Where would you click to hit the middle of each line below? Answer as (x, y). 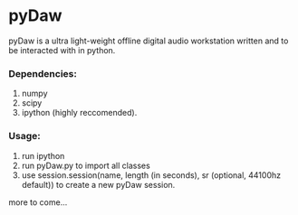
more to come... (38, 202)
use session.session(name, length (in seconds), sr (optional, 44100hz (151, 175)
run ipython (43, 155)
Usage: (25, 136)
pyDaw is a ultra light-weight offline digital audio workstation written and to (149, 41)
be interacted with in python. (62, 50)
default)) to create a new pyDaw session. (98, 184)
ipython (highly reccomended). (79, 113)
